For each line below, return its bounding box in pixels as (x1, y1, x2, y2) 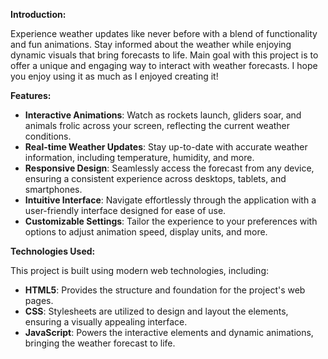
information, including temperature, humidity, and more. (24, 152, 255, 163)
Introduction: (10, 9, 67, 20)
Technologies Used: (10, 245, 96, 257)
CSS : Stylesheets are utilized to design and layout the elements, (24, 305, 289, 317)
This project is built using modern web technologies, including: (10, 265, 270, 276)
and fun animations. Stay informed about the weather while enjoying (10, 39, 292, 50)
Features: (10, 90, 52, 101)
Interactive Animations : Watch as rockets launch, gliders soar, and (24, 109, 302, 121)
